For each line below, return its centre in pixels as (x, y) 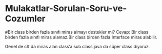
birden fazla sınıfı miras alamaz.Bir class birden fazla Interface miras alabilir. (81, 37)
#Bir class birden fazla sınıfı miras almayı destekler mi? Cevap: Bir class (77, 32)
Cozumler (25, 19)
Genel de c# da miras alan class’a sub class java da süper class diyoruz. (78, 46)
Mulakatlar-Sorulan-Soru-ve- (66, 8)
